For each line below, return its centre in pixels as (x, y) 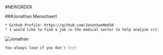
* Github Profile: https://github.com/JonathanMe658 (59, 25)
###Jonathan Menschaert (31, 16)
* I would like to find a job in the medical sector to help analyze (77, 29)
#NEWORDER (19, 7)
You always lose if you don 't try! (41, 48)
